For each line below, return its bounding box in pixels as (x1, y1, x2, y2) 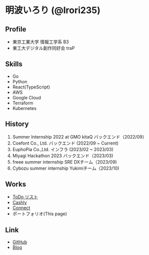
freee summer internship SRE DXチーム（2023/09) (12, 159, 117, 165)
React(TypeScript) (12, 84, 50, 90)
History (5, 120, 29, 129)
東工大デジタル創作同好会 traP (12, 45, 75, 51)
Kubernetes (12, 105, 36, 111)
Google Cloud (12, 94, 41, 100)
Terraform (12, 100, 33, 106)
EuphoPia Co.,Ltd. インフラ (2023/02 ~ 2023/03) (12, 146, 114, 152)
